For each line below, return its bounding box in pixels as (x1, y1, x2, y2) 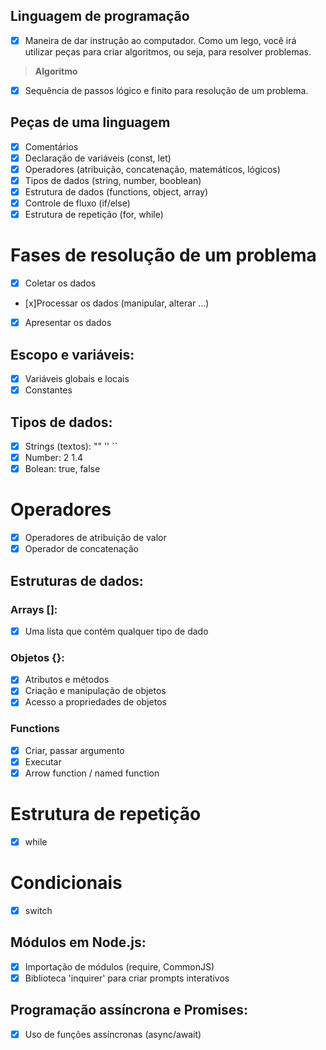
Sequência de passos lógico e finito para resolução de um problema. (24, 84, 309, 96)
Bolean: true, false (24, 463, 101, 475)
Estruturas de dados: (10, 572, 144, 589)
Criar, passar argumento (24, 744, 125, 756)
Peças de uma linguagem (10, 114, 171, 131)
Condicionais (10, 872, 123, 894)
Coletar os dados (24, 277, 97, 289)
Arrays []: (10, 602, 58, 616)
